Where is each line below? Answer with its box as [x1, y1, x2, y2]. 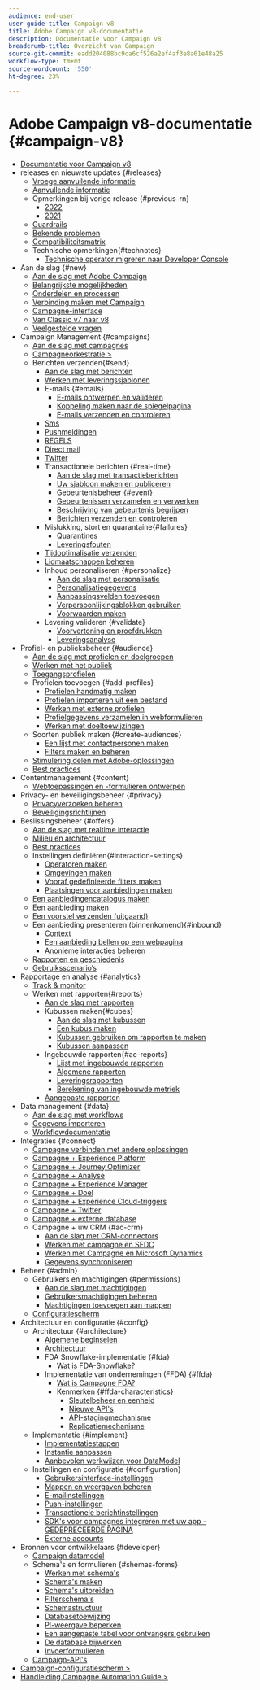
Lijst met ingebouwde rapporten [56, 1058, 164, 1068]
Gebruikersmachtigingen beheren [44, 1291, 157, 1301]
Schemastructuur [44, 1602, 103, 1612]
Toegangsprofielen [32, 669, 96, 679]
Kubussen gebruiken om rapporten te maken [56, 1032, 206, 1042]
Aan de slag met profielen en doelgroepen [32, 652, 174, 662]
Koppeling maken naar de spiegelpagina [56, 400, 192, 411]
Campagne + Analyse [32, 1170, 106, 1180]
